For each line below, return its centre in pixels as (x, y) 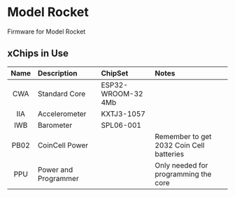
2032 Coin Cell (180, 145)
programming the (183, 174)
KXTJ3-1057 (123, 114)
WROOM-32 (122, 94)
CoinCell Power (63, 145)
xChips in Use (38, 53)
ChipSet (115, 73)
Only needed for (181, 165)
